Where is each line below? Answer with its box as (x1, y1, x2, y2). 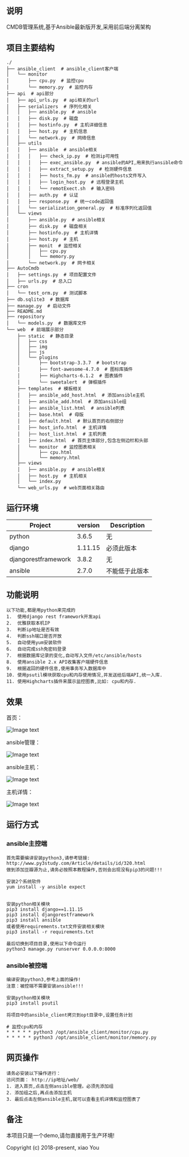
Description (110, 521, 145, 529)
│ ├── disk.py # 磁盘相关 (6, 223, 88, 229)
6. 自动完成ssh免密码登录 (6, 646, 67, 653)
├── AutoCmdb (6, 265, 40, 271)
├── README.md (6, 308, 43, 314)
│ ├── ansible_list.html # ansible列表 (17, 405, 125, 411)
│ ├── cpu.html (17, 449, 72, 456)
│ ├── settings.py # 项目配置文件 (6, 271, 96, 278)
